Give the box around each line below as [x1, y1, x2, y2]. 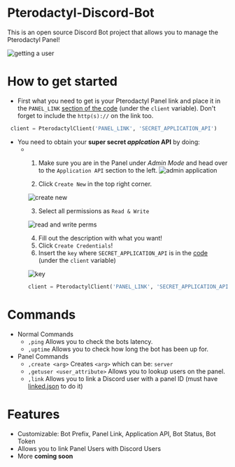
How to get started [7, 73, 117, 89]
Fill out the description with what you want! [38, 233, 163, 242]
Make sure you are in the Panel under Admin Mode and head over [38, 159, 228, 167]
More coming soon [17, 452, 73, 460]
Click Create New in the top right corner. [38, 180, 152, 188]
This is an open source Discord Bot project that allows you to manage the [7, 28, 219, 36]
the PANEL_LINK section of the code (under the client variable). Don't [17, 103, 216, 113]
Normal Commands [17, 330, 73, 338]
